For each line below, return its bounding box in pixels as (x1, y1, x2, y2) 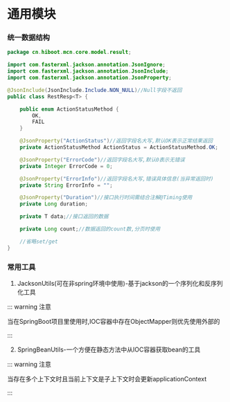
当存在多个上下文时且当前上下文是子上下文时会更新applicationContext (7, 375, 207, 383)
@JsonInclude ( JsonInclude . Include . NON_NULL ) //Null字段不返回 (7, 86, 182, 93)
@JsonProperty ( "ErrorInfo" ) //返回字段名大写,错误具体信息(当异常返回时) (19, 175, 214, 182)
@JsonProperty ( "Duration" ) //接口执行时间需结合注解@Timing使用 (19, 194, 193, 201)
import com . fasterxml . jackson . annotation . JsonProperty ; (7, 74, 172, 82)
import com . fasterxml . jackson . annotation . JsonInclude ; (7, 68, 169, 75)
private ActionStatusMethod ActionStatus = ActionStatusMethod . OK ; (19, 144, 218, 151)
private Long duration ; (19, 201, 89, 208)
